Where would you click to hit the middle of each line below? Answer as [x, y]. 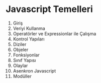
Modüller [22, 76]
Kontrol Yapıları [29, 39]
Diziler [20, 44]
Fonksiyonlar [26, 55]
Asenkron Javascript [34, 70]
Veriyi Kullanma [29, 28]
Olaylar [20, 65]
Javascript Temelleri [49, 9]
